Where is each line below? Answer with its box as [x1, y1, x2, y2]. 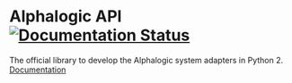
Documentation [9, 64, 66, 75]
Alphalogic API [9, 6, 122, 27]
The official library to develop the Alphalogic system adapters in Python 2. [9, 54, 284, 65]
